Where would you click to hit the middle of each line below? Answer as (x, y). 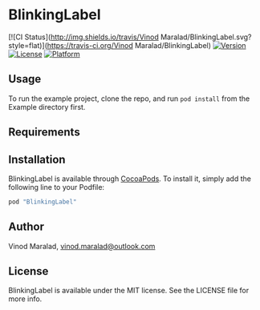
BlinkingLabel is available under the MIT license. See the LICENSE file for (129, 291)
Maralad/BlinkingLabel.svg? (206, 37)
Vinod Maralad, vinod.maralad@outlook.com (82, 246)
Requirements (44, 133)
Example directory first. (47, 107)
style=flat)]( (28, 45)
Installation (37, 159)
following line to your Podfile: (57, 187)
